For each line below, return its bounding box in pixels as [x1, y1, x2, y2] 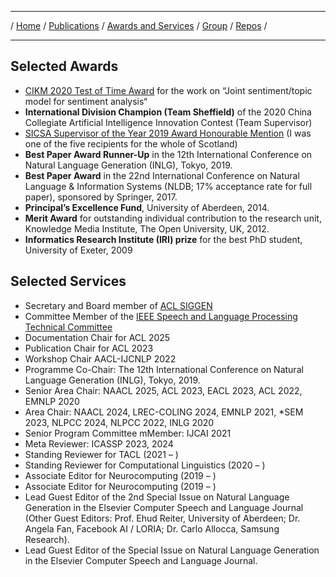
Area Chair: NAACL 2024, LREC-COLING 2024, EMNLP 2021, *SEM [24, 406, 304, 418]
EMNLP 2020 [24, 395, 80, 407]
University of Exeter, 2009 [24, 244, 133, 256]
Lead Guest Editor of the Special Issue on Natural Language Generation [24, 544, 320, 556]
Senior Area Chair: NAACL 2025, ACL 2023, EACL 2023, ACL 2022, [24, 384, 303, 396]
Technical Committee [24, 321, 113, 333]
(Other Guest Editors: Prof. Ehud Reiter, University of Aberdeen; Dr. [24, 512, 301, 524]
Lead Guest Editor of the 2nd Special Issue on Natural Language [24, 491, 290, 503]
